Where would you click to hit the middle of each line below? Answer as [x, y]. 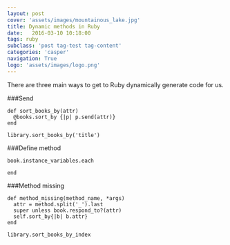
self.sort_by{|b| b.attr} [51, 216]
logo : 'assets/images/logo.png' [54, 65]
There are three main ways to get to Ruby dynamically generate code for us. [115, 84]
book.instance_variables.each [51, 161]
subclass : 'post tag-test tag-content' [65, 46]
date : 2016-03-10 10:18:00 [49, 33]
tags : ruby [23, 39]
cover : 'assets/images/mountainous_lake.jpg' [74, 20]
